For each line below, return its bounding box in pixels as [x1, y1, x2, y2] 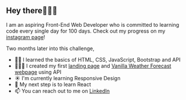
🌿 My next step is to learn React [14, 81, 92, 88]
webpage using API [14, 68, 62, 76]
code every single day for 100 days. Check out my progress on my [6, 27, 166, 34]
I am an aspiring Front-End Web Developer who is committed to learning [6, 21, 180, 28]
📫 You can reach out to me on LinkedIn [14, 87, 110, 94]
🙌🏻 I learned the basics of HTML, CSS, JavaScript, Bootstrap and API [14, 56, 181, 63]
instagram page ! [6, 33, 45, 41]
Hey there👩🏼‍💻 [6, 6, 58, 16]
